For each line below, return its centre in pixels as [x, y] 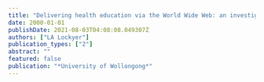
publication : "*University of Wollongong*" [81, 66]
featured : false [35, 59]
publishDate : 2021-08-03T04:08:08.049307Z [79, 30]
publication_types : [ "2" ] [50, 45]
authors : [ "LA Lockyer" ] [49, 37]
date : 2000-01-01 [37, 23]
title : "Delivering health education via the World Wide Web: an [117, 15]
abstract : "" [29, 52]
